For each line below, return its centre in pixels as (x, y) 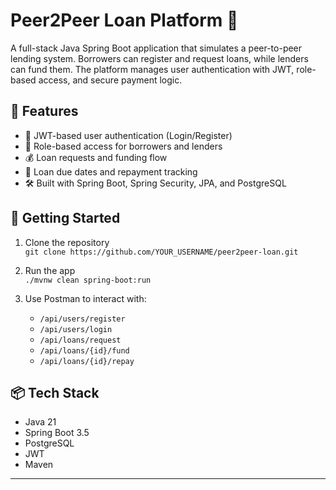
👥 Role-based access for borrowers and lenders (123, 146)
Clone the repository (67, 242)
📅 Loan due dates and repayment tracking (111, 171)
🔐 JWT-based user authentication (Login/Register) (128, 135)
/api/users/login (76, 329)
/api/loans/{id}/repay (87, 361)
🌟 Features (44, 111)
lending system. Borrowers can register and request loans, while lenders (159, 58)
